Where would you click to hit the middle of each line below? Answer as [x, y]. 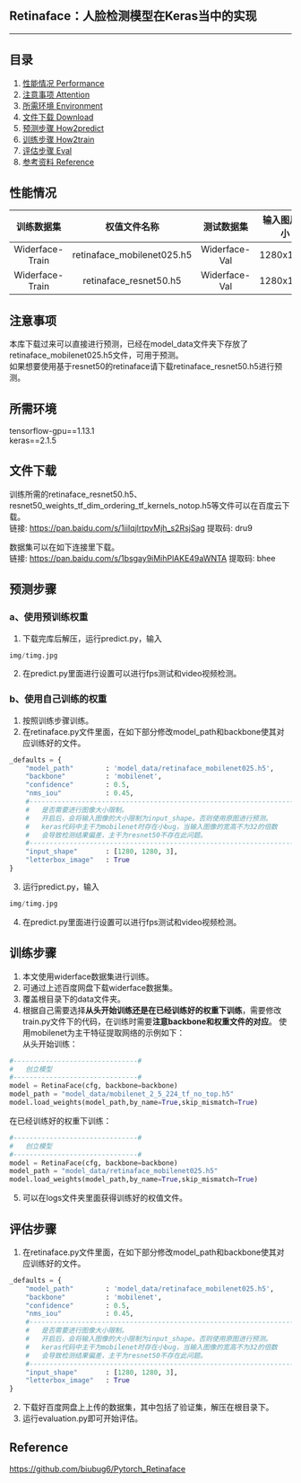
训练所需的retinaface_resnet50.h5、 [76, 494]
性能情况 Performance [63, 83]
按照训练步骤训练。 [58, 720]
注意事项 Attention [56, 94]
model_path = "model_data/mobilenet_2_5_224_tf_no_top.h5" [122, 1094]
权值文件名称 [132, 227]
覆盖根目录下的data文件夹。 [73, 999]
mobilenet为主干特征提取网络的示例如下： [107, 1032]
